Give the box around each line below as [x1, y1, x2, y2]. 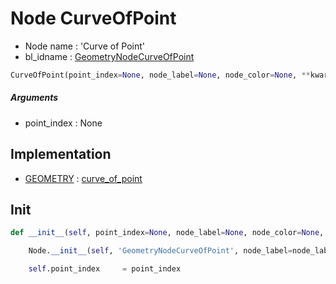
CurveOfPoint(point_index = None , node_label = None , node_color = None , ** [10, 70, 311, 80]
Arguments [10, 92, 59, 104]
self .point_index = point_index [28, 264, 182, 274]
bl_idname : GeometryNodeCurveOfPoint [24, 50, 195, 62]
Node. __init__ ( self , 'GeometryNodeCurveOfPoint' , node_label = [28, 246, 293, 256]
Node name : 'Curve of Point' [24, 40, 145, 52]
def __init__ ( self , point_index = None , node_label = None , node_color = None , [10, 228, 325, 238]
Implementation [10, 146, 112, 163]
